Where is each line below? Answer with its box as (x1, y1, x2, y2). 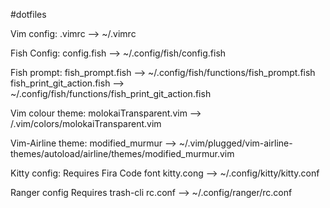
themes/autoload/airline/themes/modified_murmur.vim (10, 148, 235, 159)
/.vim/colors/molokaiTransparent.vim (10, 118, 162, 129)
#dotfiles (10, 9, 47, 20)
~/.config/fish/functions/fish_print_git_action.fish (10, 88, 212, 99)
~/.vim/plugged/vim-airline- (178, 137, 293, 149)
